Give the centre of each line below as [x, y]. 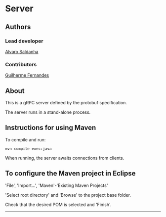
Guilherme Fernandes [27, 75]
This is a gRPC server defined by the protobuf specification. [66, 102]
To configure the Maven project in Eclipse [70, 174]
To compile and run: [25, 139]
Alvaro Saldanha [22, 51]
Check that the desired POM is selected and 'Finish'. [58, 204]
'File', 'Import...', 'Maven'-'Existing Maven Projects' [57, 185]
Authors [18, 27]
